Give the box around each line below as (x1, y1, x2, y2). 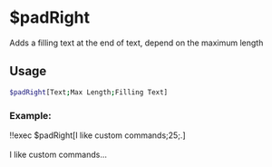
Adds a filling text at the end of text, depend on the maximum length (9, 37, 264, 48)
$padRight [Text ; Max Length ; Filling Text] (9, 87, 169, 97)
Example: (9, 109, 52, 122)
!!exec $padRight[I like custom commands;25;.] (9, 130, 186, 141)
